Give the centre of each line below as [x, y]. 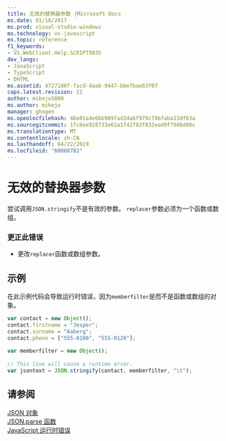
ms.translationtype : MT [42, 131]
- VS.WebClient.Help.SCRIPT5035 [54, 53]
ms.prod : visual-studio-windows [54, 27]
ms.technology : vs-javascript [51, 33]
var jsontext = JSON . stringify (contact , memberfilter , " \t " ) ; [100, 371]
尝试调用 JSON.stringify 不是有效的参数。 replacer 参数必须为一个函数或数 [113, 209]
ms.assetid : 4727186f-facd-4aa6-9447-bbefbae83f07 [83, 86]
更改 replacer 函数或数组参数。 [61, 254]
